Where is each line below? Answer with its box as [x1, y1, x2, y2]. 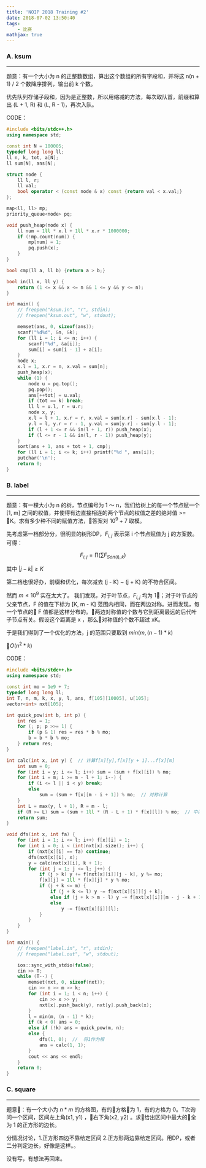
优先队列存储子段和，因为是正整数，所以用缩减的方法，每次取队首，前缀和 [6, 93, 194, 101]
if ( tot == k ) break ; [28, 398, 84, 404]
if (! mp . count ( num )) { [17, 233, 75, 240]
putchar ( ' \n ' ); [17, 455, 56, 461]
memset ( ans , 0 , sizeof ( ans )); [17, 324, 95, 330]
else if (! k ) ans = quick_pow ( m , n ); [28, 1025, 124, 1031]
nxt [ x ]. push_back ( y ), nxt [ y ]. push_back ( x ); [39, 1002, 152, 1008]
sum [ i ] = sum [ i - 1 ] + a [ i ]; [28, 347, 103, 353]
